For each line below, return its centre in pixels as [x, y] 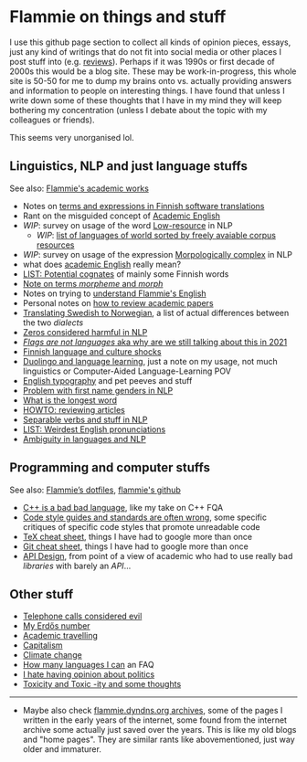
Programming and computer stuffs [110, 468]
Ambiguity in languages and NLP [84, 439]
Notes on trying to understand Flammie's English [115, 293]
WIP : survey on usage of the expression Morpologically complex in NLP [158, 254]
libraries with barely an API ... [77, 566]
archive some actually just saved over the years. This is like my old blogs [159, 730]
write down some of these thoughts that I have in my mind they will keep [146, 100]
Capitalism [42, 645]
